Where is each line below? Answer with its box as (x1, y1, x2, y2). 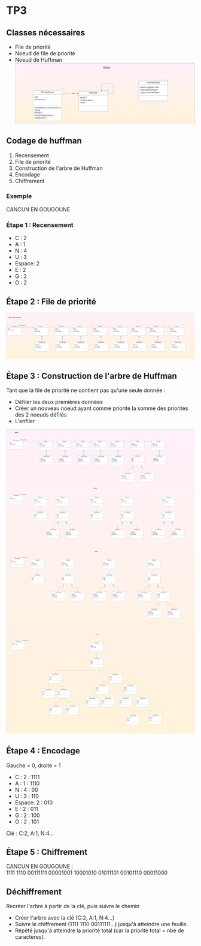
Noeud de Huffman (14, 56, 63, 63)
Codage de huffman (6, 136, 82, 146)
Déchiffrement (6, 887, 62, 897)
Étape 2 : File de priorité (6, 297, 97, 307)
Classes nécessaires (6, 28, 86, 38)
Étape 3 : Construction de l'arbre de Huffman (6, 370, 178, 381)
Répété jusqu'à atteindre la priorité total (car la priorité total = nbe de (14, 927, 184, 934)
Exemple (6, 192, 32, 200)
